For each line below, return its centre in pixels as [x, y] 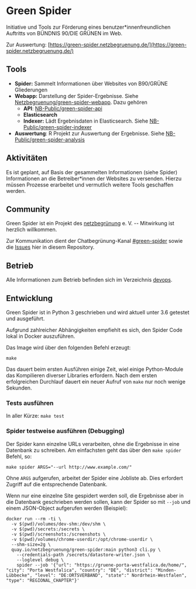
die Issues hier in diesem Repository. [50, 247]
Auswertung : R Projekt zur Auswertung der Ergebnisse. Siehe [90, 133]
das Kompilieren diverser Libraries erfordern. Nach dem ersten [82, 375]
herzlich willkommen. [32, 229]
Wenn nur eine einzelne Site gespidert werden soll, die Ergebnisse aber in [95, 495]
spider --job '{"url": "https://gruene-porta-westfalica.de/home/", [102, 565]
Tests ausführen [30, 403]
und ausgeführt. [25, 319]
